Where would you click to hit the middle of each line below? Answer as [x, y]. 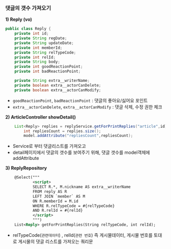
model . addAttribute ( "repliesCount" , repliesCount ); [78, 136]
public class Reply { [28, 29]
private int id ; [32, 34]
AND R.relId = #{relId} [58, 211]
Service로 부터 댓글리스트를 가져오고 [49, 146]
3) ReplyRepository [26, 168]
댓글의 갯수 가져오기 [28, 8]
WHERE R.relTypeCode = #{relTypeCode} [74, 206]
